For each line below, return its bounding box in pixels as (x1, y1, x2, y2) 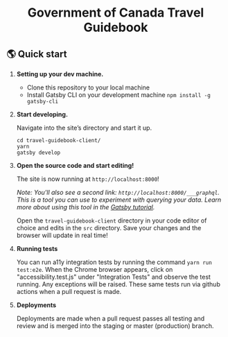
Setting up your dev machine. (16, 70, 104, 78)
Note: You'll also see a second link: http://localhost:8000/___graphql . (16, 189, 220, 196)
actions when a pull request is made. (16, 288, 122, 295)
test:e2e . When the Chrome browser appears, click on (16, 266, 173, 273)
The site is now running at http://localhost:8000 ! (16, 175, 160, 183)
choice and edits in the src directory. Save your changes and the (16, 224, 202, 232)
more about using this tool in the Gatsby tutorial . (16, 203, 155, 211)
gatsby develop (16, 149, 61, 156)
